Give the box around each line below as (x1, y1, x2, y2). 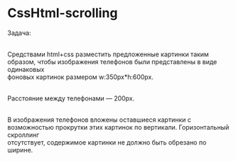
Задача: (7, 28, 31, 37)
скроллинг (7, 130, 40, 139)
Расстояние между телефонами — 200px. (7, 94, 135, 103)
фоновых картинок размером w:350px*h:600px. (7, 73, 154, 81)
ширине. (7, 145, 33, 154)
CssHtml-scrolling (7, 5, 118, 21)
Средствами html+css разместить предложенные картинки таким (7, 50, 210, 58)
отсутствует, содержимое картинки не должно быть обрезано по (7, 137, 207, 147)
